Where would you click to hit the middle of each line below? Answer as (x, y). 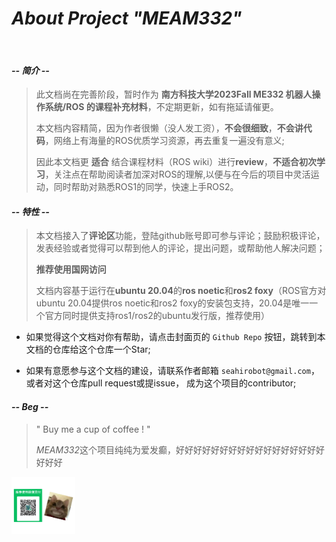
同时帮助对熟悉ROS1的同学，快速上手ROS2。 (146, 187)
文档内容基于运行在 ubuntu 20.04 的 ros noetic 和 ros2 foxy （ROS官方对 (181, 291)
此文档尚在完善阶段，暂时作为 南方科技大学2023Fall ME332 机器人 (174, 94)
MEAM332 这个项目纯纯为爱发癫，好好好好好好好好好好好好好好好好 (175, 449)
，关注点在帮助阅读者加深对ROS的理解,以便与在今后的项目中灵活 (177, 174)
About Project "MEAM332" (127, 18)
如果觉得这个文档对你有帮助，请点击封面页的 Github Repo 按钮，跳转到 (171, 337)
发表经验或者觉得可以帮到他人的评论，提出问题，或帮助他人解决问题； (180, 248)
